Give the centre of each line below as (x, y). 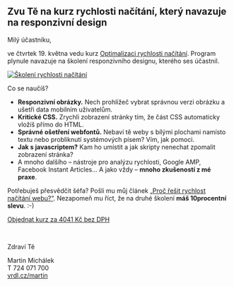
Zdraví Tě (21, 246)
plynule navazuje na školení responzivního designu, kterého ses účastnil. (113, 61)
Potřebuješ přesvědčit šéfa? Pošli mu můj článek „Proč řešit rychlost (107, 191)
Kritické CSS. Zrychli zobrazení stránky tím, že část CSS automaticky (119, 117)
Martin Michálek (31, 260)
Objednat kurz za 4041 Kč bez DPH (59, 219)
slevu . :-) (21, 205)
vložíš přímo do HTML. (51, 124)
